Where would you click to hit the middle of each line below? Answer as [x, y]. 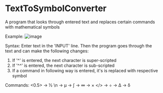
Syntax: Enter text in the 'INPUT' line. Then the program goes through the [79, 46]
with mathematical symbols [32, 27]
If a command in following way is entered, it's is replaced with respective [85, 70]
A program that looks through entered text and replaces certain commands [80, 22]
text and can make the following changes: [47, 51]
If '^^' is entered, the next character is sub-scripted [63, 65]
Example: [14, 36]
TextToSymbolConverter [56, 8]
